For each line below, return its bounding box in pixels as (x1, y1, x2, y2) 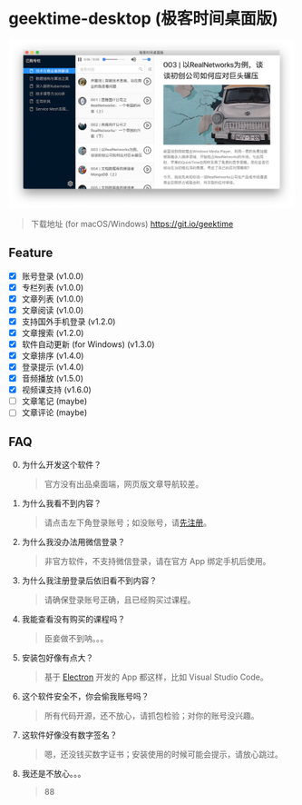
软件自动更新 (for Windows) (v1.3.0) (21, 338, 155, 350)
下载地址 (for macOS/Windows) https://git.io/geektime (30, 218, 234, 229)
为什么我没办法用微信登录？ (21, 537, 126, 548)
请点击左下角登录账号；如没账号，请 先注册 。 (44, 517, 212, 528)
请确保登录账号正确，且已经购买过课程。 (44, 594, 196, 605)
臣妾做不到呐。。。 (44, 633, 109, 644)
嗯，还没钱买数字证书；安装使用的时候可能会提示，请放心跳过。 (44, 749, 283, 760)
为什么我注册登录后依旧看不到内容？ (21, 575, 158, 586)
